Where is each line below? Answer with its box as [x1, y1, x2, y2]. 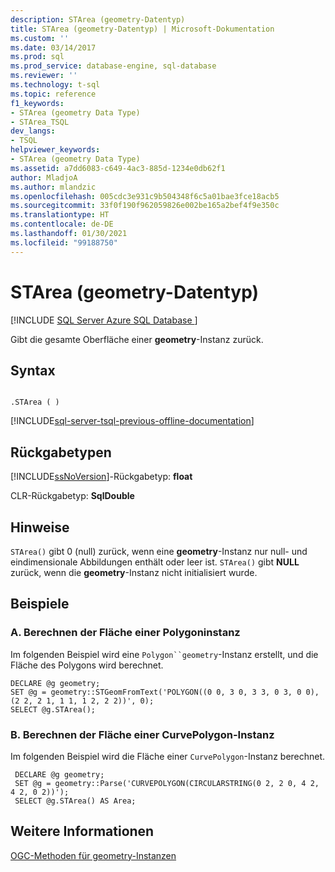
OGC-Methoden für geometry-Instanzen [10, 849, 177, 861]
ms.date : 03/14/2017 [10, 42, 97, 53]
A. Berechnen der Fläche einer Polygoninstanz [10, 626, 241, 640]
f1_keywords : [10, 98, 65, 108]
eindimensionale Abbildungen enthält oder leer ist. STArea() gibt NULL [10, 556, 300, 568]
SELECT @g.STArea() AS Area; [14, 796, 137, 806]
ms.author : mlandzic [10, 182, 97, 192]
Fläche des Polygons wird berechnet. [10, 659, 164, 671]
